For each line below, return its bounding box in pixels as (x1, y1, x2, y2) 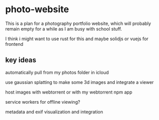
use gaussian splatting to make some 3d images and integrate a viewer (5, 79, 154, 85)
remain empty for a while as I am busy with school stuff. (5, 25, 122, 32)
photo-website (5, 4, 70, 15)
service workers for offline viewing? (5, 99, 80, 105)
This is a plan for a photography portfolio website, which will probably (5, 20, 151, 26)
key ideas (5, 56, 37, 65)
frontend (5, 41, 24, 47)
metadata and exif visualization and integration (5, 108, 103, 115)
